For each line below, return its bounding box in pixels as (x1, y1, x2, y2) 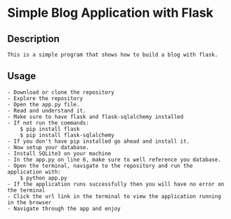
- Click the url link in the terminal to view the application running (7, 192, 221, 200)
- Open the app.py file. (7, 101, 80, 108)
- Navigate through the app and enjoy (7, 205, 121, 212)
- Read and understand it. (7, 107, 86, 114)
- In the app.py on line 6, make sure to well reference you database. (7, 156, 221, 163)
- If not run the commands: (7, 119, 90, 127)
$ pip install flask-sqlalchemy (20, 132, 114, 139)
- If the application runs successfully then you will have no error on (7, 181, 225, 188)
